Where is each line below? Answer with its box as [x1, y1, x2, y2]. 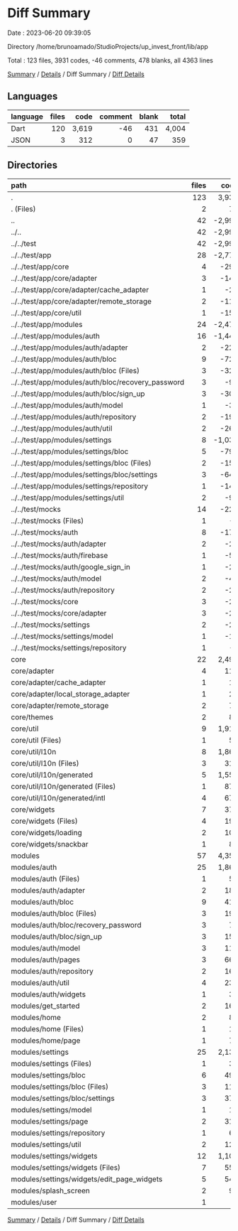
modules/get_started [11, 1001, 80, 1011]
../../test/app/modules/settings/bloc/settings [11, 469, 158, 479]
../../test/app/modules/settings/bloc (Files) [11, 458, 152, 468]
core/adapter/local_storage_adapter [11, 689, 130, 699]
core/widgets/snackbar [11, 839, 89, 849]
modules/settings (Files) [11, 1058, 92, 1068]
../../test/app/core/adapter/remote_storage [11, 296, 152, 306]
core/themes [11, 712, 54, 722]
